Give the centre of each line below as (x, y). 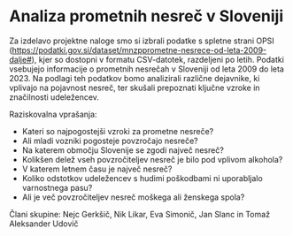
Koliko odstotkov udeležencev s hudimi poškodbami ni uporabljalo (142, 178)
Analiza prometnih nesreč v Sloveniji (146, 16)
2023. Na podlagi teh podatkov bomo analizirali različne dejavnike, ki (135, 78)
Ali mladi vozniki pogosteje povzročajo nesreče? (110, 141)
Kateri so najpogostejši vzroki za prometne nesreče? (118, 131)
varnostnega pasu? (57, 187)
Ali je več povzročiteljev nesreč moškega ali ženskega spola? (133, 197)
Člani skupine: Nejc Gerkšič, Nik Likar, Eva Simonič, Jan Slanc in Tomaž (140, 214)
